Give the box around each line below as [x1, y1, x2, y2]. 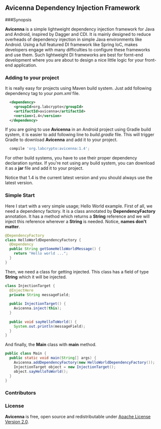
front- [145, 57, 157, 63]
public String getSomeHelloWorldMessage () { [9, 247, 101, 252]
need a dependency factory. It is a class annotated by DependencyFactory [5, 208, 156, 214]
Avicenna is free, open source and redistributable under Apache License [5, 413, 151, 419]
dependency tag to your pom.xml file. [5, 91, 80, 96]
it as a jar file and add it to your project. [5, 165, 84, 171]
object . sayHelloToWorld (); [14, 369, 68, 374]
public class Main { [5, 351, 47, 356]
